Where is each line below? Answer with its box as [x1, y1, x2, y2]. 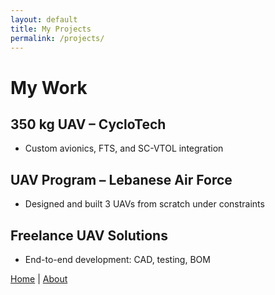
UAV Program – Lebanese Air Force [10, 171, 233, 188]
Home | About [10, 273, 68, 285]
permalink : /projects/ [10, 33, 105, 43]
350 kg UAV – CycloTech [10, 116, 167, 133]
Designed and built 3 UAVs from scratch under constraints [24, 198, 265, 210]
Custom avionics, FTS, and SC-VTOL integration [24, 142, 224, 155]
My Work [10, 76, 88, 99]
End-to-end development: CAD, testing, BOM [24, 254, 211, 265]
